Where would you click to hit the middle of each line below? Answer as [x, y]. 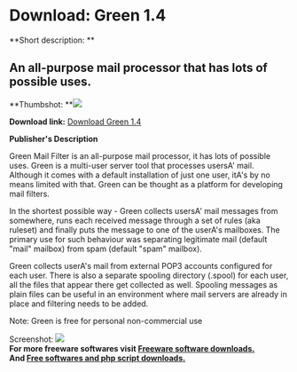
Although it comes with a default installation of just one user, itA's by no [140, 175]
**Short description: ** [52, 40]
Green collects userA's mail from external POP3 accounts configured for [141, 265]
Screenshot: [31, 339]
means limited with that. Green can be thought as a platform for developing [146, 184]
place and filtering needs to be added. [79, 304]
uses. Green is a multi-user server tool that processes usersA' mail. [132, 165]
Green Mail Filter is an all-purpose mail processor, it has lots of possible [140, 155]
